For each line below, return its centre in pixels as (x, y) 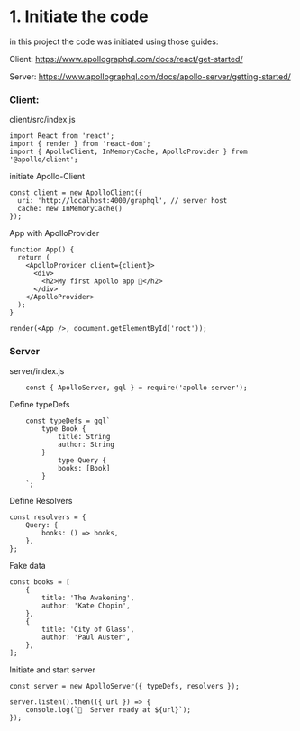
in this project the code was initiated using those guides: (114, 41)
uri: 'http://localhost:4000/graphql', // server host (123, 201)
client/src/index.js (42, 120)
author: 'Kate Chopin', (86, 606)
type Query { (82, 460)
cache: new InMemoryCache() (70, 209)
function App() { (42, 250)
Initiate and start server (53, 670)
